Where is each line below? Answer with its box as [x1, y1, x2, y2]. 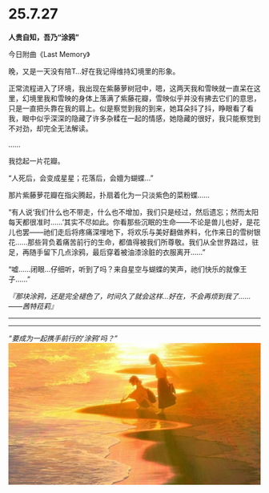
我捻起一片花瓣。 [8, 156, 65, 165]
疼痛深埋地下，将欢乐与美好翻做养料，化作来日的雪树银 [78, 227, 261, 236]
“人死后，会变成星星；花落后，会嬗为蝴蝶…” [8, 173, 154, 183]
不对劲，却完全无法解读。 [8, 123, 93, 133]
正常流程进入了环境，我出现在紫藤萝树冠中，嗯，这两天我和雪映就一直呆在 [8, 83, 254, 93]
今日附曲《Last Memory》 [8, 49, 90, 59]
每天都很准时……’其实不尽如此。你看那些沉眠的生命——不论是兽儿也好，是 [8, 217, 254, 227]
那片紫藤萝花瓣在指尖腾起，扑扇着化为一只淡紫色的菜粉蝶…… [8, 190, 211, 200]
